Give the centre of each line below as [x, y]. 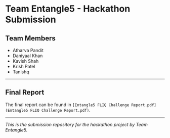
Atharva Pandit [28, 50]
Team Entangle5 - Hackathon [68, 9]
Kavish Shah [26, 61]
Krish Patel [24, 66]
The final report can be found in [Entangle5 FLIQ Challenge [67, 105]
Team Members [30, 38]
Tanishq [21, 72]
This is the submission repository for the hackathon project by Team [76, 124]
